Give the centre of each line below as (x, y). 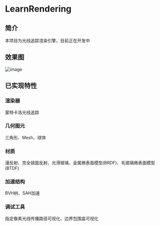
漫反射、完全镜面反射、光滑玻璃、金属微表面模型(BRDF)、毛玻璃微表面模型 (80, 163)
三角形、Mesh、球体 (25, 137)
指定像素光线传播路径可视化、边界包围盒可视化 (52, 218)
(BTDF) (12, 168)
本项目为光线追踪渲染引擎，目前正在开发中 (48, 40)
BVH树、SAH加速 (23, 193)
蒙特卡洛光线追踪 (22, 112)
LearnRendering (38, 9)
